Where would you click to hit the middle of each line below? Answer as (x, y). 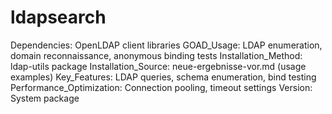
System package (45, 98)
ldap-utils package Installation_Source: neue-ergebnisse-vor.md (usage (158, 66)
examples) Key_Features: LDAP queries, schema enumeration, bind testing (163, 77)
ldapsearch (58, 17)
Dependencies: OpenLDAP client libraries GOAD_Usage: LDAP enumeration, (166, 45)
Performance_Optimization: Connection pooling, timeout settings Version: (161, 87)
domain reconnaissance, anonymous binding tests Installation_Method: (156, 55)
